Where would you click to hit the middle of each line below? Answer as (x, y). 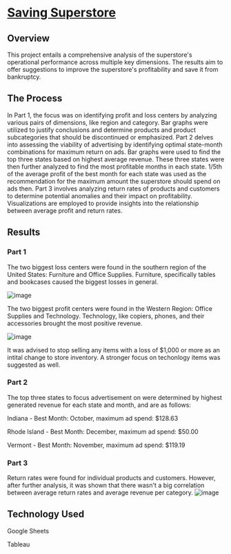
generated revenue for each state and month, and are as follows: (99, 405)
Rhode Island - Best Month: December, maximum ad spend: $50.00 (103, 431)
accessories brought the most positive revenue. (75, 323)
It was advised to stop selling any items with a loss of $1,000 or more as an (114, 350)
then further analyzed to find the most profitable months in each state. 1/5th (115, 166)
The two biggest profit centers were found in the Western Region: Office (110, 308)
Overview (29, 38)
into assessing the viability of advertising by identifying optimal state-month (115, 144)
